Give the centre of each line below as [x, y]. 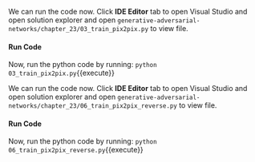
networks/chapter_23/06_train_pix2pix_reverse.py [93, 106]
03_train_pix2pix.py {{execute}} [61, 73]
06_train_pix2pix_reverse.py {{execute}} [76, 150]
